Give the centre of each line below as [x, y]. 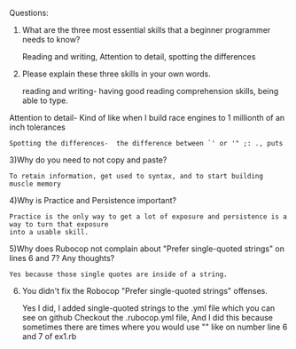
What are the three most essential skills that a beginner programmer [146, 30]
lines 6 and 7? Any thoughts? [62, 258]
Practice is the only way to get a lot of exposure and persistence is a [148, 217]
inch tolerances [38, 127]
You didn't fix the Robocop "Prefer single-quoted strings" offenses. [145, 291]
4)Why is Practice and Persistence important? [93, 200]
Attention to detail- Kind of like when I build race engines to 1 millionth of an [147, 118]
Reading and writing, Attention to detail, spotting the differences [139, 56]
